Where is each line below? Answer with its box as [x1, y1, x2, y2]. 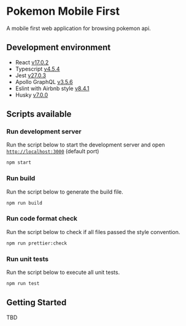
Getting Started [6, 297, 67, 308]
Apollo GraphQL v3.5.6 [15, 78, 73, 85]
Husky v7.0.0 [15, 91, 48, 99]
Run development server [6, 127, 82, 136]
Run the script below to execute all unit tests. [6, 268, 120, 276]
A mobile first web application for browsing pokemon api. [6, 25, 152, 32]
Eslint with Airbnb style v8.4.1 [15, 85, 90, 92]
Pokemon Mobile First [6, 4, 120, 18]
